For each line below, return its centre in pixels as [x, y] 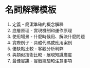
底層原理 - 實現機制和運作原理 [42, 30]
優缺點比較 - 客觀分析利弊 [38, 49]
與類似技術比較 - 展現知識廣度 [42, 54]
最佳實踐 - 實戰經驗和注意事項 [42, 61]
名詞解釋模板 [31, 10]
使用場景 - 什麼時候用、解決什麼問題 [48, 36]
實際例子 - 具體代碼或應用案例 [42, 42]
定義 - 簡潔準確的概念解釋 [38, 24]
